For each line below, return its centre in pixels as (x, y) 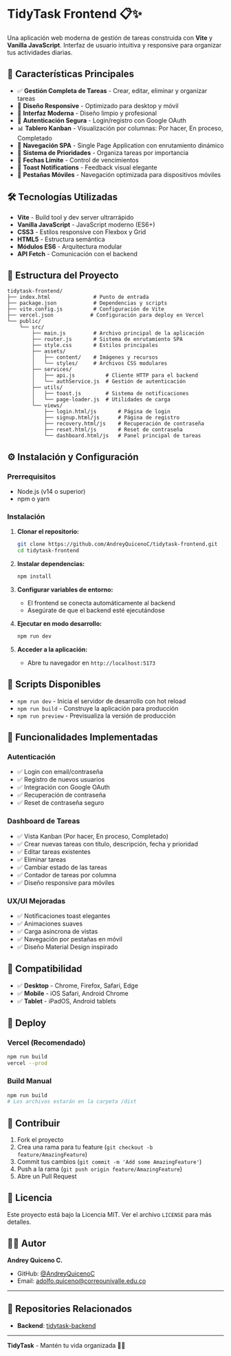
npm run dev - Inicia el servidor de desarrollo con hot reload (101, 701)
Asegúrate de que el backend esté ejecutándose (96, 610)
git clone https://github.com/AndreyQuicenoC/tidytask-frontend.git (117, 544)
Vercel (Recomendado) (46, 1043)
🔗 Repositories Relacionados (70, 1309)
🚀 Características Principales (70, 74)
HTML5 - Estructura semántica (61, 239)
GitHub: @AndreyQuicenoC (56, 1273)
